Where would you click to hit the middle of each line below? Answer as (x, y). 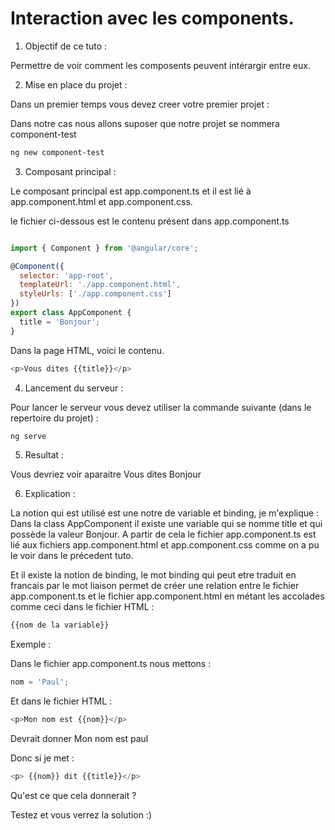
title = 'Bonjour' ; (60, 322)
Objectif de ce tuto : (66, 46)
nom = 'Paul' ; (40, 682)
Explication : (50, 494)
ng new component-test (57, 152)
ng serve (28, 436)
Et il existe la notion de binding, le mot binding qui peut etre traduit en (153, 575)
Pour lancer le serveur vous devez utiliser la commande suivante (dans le (161, 407)
